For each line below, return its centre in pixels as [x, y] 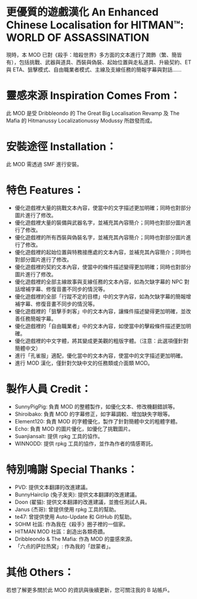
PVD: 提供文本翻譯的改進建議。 [53, 487]
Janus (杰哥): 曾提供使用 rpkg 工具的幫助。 [67, 509]
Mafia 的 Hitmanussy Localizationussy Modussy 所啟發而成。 [81, 120]
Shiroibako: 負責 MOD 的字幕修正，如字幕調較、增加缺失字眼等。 [94, 414]
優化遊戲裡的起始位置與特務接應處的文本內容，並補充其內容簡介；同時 [100, 252]
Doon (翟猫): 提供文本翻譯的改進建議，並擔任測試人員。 [83, 502]
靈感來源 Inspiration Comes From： [93, 96]
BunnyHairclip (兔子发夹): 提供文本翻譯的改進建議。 [77, 494]
